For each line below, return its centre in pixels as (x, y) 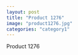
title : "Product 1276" (35, 18)
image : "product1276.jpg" (39, 23)
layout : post (23, 12)
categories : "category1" (38, 29)
